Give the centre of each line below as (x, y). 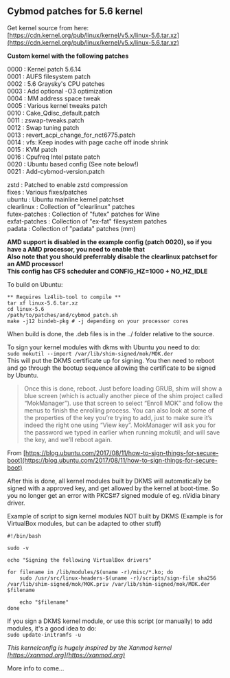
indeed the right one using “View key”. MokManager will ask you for (120, 425)
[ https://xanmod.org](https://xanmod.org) (66, 655)
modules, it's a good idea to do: (52, 628)
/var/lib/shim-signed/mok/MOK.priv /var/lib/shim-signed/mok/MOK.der (109, 584)
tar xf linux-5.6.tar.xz (43, 303)
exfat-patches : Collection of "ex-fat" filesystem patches (87, 221)
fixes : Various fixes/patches (47, 192)
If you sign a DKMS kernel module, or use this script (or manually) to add (110, 621)
